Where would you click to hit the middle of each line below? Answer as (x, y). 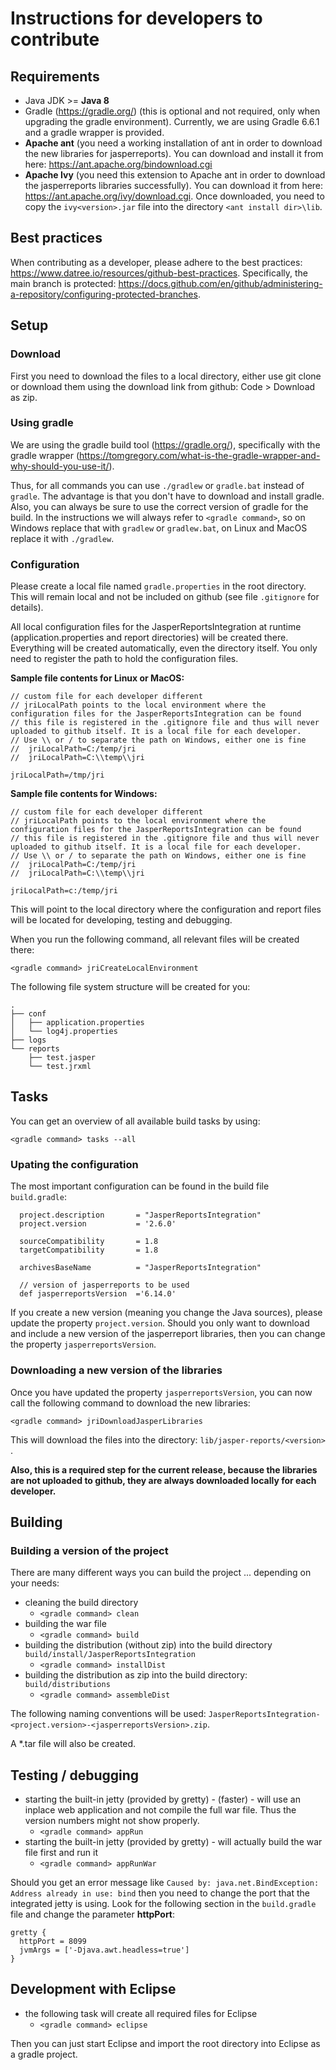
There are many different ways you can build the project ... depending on (161, 1573)
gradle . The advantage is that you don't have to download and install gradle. (167, 496)
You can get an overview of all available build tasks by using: (135, 1121)
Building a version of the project (89, 1550)
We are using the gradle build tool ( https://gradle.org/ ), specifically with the (165, 444)
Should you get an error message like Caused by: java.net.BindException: (165, 1882)
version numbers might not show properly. (112, 1820)
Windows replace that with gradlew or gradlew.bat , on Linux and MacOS (159, 528)
